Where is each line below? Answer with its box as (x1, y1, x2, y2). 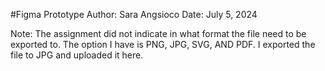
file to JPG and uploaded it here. (10, 49, 144, 61)
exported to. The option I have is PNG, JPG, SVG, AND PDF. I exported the (10, 39, 316, 50)
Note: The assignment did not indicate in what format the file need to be (10, 28, 307, 39)
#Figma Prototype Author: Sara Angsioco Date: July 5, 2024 (10, 9, 258, 20)
